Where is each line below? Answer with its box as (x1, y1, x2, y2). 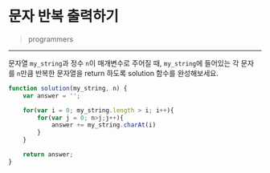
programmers (27, 34, 74, 44)
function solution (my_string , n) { (8, 84, 128, 92)
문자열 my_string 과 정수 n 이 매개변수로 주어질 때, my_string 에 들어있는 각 (8, 58, 239, 68)
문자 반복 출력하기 (8, 7, 119, 26)
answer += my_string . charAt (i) (51, 121, 157, 129)
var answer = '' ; (22, 91, 81, 100)
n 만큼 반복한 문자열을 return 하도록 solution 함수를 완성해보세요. (16, 68, 219, 78)
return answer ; (22, 151, 74, 159)
